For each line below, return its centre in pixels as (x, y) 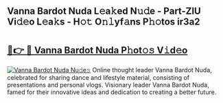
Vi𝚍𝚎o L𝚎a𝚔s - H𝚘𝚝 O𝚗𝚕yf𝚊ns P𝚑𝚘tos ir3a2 (104, 22)
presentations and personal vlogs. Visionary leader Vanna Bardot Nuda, (108, 85)
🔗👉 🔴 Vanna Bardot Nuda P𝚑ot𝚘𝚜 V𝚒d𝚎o (97, 50)
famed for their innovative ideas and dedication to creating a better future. (112, 92)
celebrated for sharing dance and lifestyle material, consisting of (98, 77)
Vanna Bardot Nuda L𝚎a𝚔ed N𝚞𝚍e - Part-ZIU (104, 11)
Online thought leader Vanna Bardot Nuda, (152, 70)
